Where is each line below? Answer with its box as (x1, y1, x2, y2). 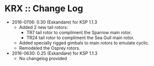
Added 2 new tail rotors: (19, 24, 68, 30)
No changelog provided (19, 55, 67, 61)
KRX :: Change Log (4, 3, 83, 14)
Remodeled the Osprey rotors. (19, 45, 81, 51)
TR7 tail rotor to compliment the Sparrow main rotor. (26, 29, 132, 35)
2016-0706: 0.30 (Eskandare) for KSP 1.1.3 (11, 19, 97, 25)
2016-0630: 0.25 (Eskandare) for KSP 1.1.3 (11, 50, 98, 56)
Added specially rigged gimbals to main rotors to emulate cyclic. (19, 40, 150, 45)
